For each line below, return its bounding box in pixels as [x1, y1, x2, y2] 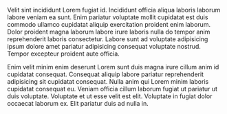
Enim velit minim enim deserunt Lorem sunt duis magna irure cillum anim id [7, 63, 219, 71]
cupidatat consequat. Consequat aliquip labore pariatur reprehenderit [7, 70, 204, 78]
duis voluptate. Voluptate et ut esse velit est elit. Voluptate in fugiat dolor [7, 92, 213, 100]
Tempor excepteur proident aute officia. [7, 49, 120, 58]
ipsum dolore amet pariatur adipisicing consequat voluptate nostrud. [7, 43, 202, 50]
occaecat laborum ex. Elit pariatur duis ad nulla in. [7, 100, 149, 107]
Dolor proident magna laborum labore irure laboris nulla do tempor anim [7, 27, 210, 36]
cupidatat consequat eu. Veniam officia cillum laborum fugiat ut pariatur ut [7, 85, 218, 93]
